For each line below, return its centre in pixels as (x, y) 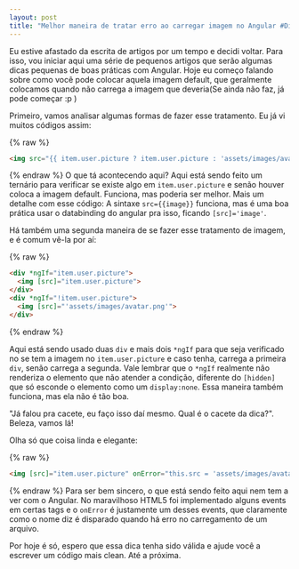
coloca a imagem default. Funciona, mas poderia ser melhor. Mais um (137, 194)
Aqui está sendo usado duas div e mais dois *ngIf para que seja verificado (147, 349)
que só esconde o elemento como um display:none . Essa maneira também (146, 387)
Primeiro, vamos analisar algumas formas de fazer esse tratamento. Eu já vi (147, 116)
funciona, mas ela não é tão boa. (69, 396)
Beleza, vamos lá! (41, 422)
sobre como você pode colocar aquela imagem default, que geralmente (141, 79)
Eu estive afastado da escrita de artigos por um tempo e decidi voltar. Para (146, 51)
